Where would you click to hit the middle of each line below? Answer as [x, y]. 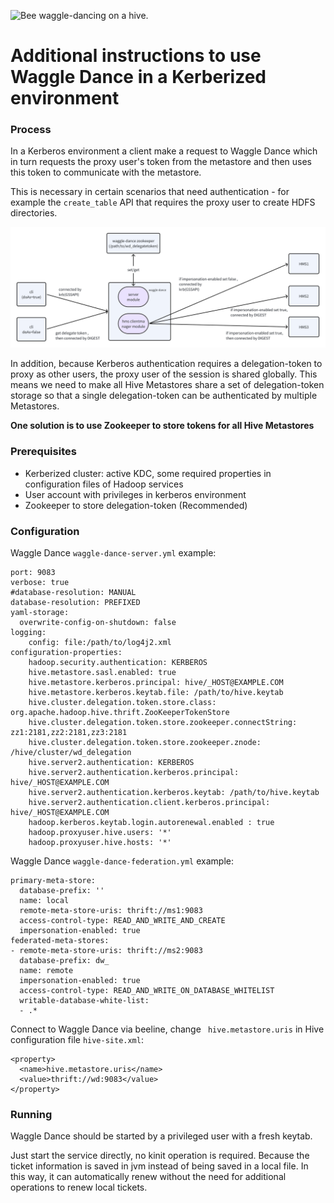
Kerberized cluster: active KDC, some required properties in [148, 473]
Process [31, 130]
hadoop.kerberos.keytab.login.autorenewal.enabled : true [151, 823]
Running [31, 1114]
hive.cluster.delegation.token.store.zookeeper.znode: [145, 743]
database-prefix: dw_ [64, 961]
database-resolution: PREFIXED [75, 603]
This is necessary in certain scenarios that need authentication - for [150, 192]
